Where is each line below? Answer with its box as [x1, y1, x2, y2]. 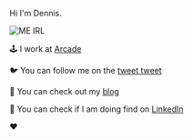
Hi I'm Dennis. [9, 8, 62, 18]
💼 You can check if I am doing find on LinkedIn [9, 104, 184, 114]
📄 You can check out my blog [9, 86, 120, 96]
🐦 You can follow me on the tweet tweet [9, 65, 162, 75]
